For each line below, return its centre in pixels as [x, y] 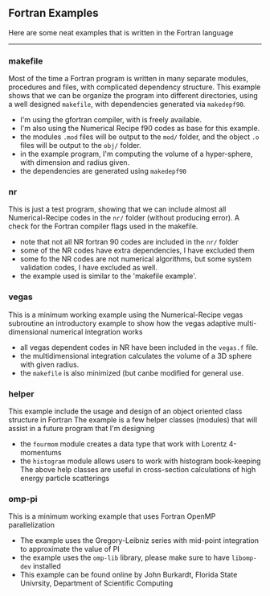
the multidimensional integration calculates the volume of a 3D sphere [136, 356]
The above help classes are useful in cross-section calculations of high [138, 469]
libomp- [244, 558]
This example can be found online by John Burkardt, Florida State [129, 575]
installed [47, 566]
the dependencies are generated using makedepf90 [103, 171]
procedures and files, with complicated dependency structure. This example [135, 87]
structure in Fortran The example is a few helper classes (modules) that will [133, 420]
